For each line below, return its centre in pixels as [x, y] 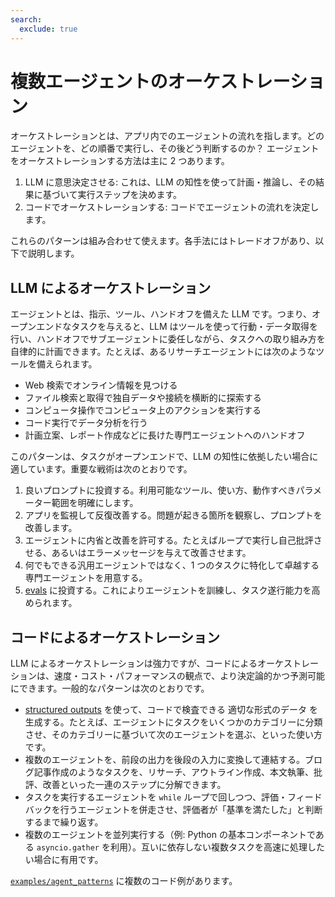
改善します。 [51, 528]
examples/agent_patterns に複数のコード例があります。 [124, 881]
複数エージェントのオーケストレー [150, 81]
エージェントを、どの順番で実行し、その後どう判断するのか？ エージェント [165, 148]
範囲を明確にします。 [95, 503]
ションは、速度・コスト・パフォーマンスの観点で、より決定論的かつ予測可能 [167, 676]
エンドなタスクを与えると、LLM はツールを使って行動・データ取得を [177, 327]
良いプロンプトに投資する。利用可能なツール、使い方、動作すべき [160, 490]
